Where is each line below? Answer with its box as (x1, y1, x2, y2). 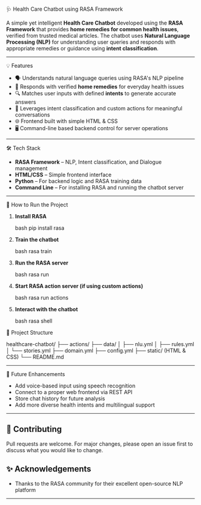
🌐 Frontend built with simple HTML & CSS (14, 118, 118, 125)
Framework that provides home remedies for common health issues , (6, 26, 179, 32)
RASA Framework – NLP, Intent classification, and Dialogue (14, 158, 162, 166)
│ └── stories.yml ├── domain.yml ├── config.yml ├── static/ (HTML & (6, 347, 187, 354)
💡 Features (6, 62, 33, 69)
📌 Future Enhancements (6, 371, 65, 377)
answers (14, 98, 36, 106)
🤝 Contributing (6, 424, 62, 434)
